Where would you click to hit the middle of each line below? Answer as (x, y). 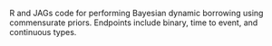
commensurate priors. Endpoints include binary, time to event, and (134, 23)
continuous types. (43, 32)
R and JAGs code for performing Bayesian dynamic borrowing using (136, 13)
